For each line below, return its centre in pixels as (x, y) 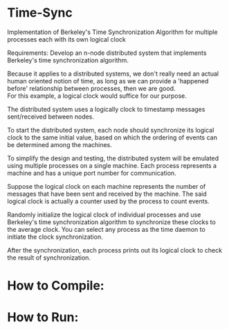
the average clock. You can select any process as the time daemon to (106, 229)
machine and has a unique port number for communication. (92, 173)
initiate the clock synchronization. (55, 237)
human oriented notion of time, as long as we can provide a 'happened (108, 81)
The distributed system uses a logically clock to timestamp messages (106, 109)
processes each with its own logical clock (66, 39)
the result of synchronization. (49, 258)
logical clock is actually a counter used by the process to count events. (108, 201)
